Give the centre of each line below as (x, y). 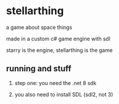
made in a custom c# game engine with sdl (58, 38)
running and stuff (39, 69)
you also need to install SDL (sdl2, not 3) (64, 94)
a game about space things (39, 27)
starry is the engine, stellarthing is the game (59, 50)
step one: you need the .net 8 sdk (55, 83)
